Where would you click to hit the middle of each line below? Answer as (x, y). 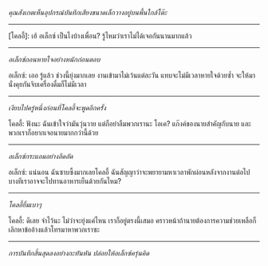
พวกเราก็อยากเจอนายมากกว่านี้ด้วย (53, 133)
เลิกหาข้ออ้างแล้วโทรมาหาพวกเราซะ (54, 229)
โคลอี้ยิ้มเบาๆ (25, 204)
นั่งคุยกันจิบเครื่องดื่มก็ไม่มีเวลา (47, 84)
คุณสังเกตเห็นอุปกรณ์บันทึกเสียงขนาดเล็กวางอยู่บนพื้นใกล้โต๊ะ (88, 12)
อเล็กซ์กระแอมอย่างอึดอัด (41, 156)
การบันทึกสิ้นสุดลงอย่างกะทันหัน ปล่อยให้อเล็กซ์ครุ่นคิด (79, 253)
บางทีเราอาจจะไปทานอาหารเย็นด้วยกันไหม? (65, 181)
